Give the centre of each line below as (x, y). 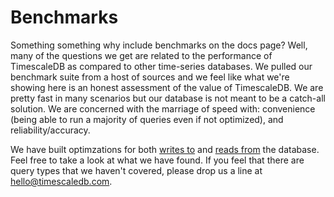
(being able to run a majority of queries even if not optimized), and (147, 119)
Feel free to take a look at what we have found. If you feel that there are (157, 160)
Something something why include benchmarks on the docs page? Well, (159, 45)
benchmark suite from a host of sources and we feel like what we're (150, 77)
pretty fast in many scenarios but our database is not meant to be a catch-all (168, 98)
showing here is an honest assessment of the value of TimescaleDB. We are (167, 87)
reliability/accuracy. (50, 130)
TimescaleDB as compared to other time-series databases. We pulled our (161, 66)
